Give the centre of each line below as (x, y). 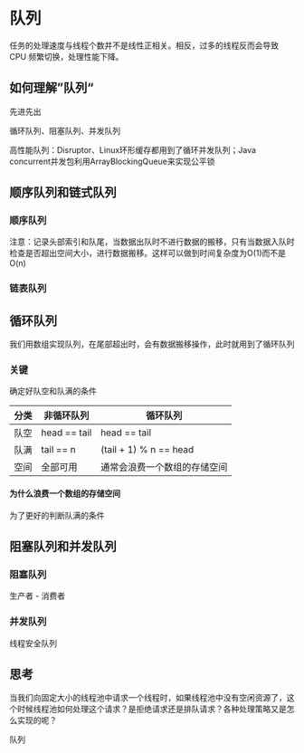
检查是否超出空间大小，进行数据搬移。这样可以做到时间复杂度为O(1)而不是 (148, 253)
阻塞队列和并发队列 (63, 547)
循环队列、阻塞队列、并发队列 (65, 130)
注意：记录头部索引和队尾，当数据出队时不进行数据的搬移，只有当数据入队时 (152, 242)
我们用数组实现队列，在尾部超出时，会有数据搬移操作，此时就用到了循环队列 (152, 344)
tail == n (58, 450)
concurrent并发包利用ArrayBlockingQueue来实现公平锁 (112, 161)
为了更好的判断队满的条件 (57, 515)
